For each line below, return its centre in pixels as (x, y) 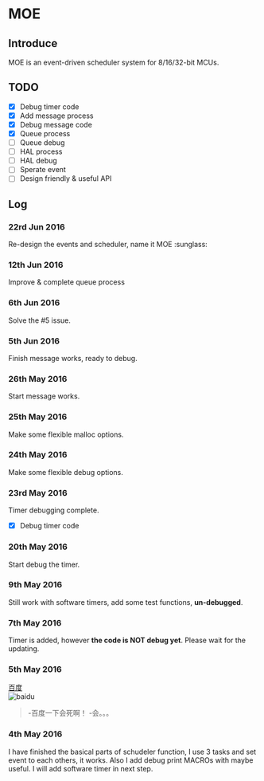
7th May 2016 (35, 622)
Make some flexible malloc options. (66, 434)
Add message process (56, 116)
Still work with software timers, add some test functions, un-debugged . (126, 602)
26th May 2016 (38, 379)
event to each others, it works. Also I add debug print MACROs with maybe (131, 760)
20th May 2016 (38, 547)
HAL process (41, 151)
